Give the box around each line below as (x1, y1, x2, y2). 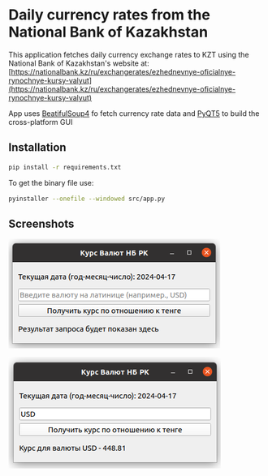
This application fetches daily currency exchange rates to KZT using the (8, 49, 249, 59)
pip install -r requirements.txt (8, 163, 122, 171)
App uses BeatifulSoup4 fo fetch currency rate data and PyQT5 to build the (8, 108, 260, 118)
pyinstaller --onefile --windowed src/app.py (8, 195, 165, 203)
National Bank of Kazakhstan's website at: (8, 58, 149, 68)
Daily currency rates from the (8, 6, 211, 24)
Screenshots (8, 217, 75, 230)
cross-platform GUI (8, 117, 73, 127)
